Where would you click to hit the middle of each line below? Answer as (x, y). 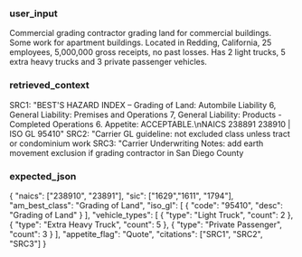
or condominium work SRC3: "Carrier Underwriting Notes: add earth (137, 143)
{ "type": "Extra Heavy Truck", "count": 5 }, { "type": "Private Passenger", (146, 225)
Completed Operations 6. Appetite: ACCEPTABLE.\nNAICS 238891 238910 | (150, 124)
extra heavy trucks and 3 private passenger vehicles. (109, 62)
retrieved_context (50, 86)
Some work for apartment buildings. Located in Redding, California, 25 (141, 42)
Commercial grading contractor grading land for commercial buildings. (141, 33)
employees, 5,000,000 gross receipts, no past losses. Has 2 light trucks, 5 (148, 52)
